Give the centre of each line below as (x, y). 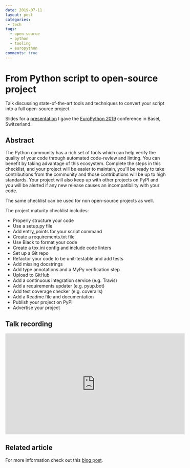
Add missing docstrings (38, 264)
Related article (29, 448)
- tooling (20, 44)
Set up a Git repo (30, 253)
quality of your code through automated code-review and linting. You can (83, 158)
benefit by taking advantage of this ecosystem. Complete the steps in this (83, 164)
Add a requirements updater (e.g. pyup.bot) (59, 286)
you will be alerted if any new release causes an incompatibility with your (82, 186)
